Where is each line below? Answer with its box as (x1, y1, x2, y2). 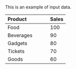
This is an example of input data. (5, 4, 72, 10)
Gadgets (7, 40, 28, 46)
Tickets (7, 48, 25, 54)
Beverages (7, 32, 33, 39)
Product (7, 16, 27, 23)
